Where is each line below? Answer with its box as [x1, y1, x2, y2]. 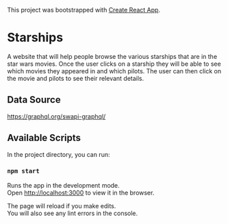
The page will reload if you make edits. [7, 201, 116, 210]
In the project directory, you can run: [7, 150, 110, 158]
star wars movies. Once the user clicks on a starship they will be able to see [7, 60, 221, 68]
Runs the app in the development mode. [7, 181, 120, 189]
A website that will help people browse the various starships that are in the [7, 52, 218, 60]
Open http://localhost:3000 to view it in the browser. [7, 188, 155, 197]
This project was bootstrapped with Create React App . [7, 6, 161, 14]
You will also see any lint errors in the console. [7, 209, 138, 217]
